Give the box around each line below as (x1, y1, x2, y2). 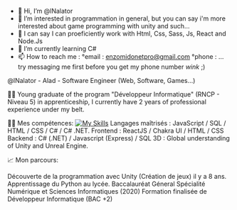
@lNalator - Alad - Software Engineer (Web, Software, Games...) (7, 77, 196, 84)
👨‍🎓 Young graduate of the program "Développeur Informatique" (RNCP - (7, 90, 220, 99)
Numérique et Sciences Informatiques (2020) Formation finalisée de (7, 187, 208, 195)
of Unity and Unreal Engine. (7, 142, 89, 150)
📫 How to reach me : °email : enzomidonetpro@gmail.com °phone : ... (17, 52, 224, 60)
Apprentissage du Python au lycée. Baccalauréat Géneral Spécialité (7, 179, 206, 188)
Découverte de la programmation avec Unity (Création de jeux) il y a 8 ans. (7, 172, 227, 180)
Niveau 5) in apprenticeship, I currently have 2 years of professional (7, 98, 206, 106)
